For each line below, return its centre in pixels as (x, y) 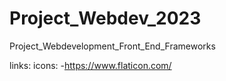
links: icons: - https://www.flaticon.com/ (90, 65)
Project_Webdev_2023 (105, 18)
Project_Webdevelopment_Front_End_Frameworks (112, 46)
